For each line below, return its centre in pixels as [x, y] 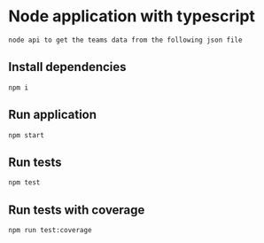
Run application [53, 115]
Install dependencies [67, 67]
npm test [24, 183]
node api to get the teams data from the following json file [125, 40]
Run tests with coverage [77, 210]
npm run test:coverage [50, 231]
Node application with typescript [132, 16]
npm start [27, 135]
